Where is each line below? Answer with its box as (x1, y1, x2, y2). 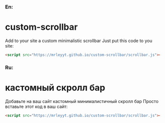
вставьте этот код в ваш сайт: (5, 103, 68, 109)
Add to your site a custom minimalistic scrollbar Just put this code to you (5, 38, 152, 44)
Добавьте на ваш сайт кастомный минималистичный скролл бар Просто (5, 98, 159, 104)
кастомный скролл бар (5, 82, 106, 93)
